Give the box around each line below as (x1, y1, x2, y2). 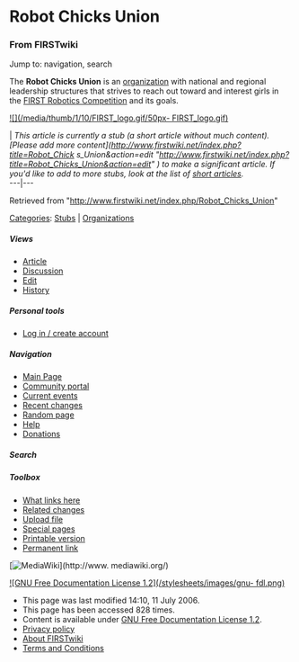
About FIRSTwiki (22, 632, 84, 644)
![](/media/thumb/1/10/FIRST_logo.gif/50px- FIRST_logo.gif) (9, 112, 229, 123)
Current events (22, 390, 78, 401)
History (22, 285, 50, 296)
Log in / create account (22, 328, 110, 339)
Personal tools (9, 306, 65, 317)
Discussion (22, 265, 64, 276)
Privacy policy (22, 623, 75, 634)
